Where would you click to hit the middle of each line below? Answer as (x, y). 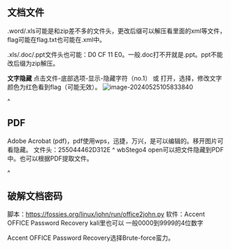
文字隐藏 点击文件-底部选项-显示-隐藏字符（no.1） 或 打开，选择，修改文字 (115, 78)
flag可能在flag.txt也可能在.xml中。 (57, 39)
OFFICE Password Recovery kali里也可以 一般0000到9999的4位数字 (105, 223)
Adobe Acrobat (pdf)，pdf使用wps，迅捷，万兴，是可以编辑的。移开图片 (112, 141)
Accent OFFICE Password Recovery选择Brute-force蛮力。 (91, 238)
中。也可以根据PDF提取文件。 (50, 158)
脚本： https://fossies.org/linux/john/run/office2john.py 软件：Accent (106, 214)
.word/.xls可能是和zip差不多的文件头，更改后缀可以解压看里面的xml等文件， (117, 31)
